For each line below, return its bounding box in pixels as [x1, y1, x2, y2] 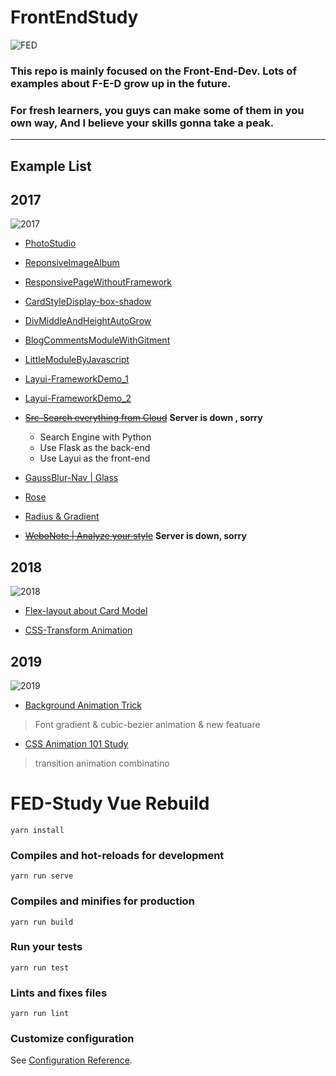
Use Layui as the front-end [39, 452, 151, 465]
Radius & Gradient [24, 511, 100, 523]
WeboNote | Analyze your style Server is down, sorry [24, 530, 247, 542]
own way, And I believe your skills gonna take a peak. [10, 116, 274, 130]
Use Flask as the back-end [39, 442, 151, 454]
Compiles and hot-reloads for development [10, 848, 225, 862]
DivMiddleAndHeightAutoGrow [24, 315, 152, 327]
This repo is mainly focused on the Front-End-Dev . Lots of [10, 64, 297, 78]
